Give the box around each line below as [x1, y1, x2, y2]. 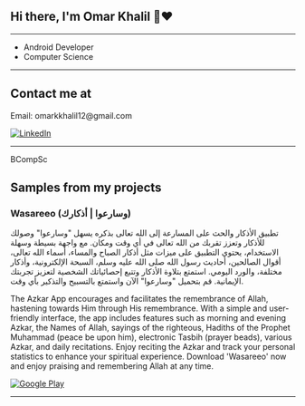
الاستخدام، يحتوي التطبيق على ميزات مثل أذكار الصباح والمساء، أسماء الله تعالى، [10, 246, 280, 258]
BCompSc [10, 153, 48, 164]
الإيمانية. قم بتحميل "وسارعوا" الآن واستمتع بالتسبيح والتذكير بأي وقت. [10, 275, 243, 286]
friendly [10, 313, 40, 324]
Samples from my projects [10, 180, 162, 196]
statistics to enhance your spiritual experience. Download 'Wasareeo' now [10, 351, 287, 362]
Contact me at [10, 86, 92, 101]
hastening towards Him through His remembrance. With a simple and [10, 303, 268, 314]
